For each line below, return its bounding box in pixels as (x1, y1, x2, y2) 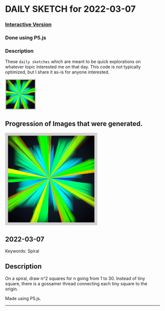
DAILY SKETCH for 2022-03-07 (5, 3, 136, 15)
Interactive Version (5, 21, 52, 28)
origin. (5, 286, 18, 292)
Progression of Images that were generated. (5, 119, 143, 128)
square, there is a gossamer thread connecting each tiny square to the (5, 280, 147, 286)
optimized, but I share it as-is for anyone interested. (5, 69, 110, 75)
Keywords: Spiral (5, 248, 39, 254)
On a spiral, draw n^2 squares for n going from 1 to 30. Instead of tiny (5, 275, 145, 281)
